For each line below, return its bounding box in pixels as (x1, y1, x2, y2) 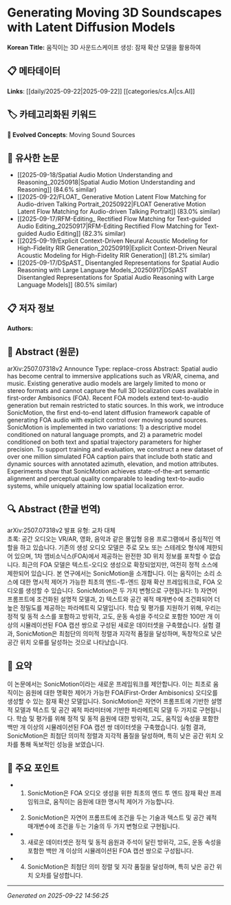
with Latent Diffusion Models (7, 19, 175, 35)
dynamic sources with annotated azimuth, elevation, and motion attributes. (7, 460, 219, 468)
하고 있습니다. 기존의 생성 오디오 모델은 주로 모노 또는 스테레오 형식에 (19, 543, 205, 551)
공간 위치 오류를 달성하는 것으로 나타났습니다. (7, 638, 129, 646)
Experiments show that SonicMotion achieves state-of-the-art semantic (7, 467, 210, 475)
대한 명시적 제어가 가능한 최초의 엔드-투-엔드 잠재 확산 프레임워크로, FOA (19, 578, 215, 586)
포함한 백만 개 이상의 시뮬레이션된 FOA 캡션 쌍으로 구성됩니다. (27, 846, 194, 855)
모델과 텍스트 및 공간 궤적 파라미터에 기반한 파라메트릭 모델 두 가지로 (14, 705, 198, 714)
